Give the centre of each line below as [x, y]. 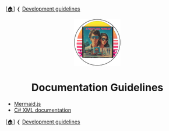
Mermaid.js [27, 104]
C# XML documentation [42, 110]
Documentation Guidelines [97, 88]
